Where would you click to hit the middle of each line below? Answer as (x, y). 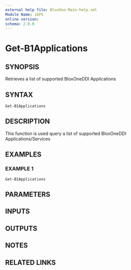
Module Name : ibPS (24, 14)
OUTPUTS (21, 228)
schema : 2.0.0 (20, 24)
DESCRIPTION (27, 121)
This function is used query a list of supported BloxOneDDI (66, 133)
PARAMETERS (28, 194)
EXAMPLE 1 (19, 169)
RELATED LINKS (30, 262)
